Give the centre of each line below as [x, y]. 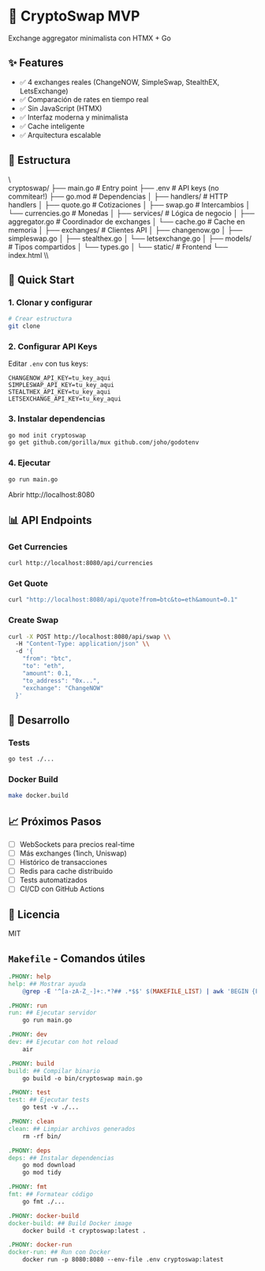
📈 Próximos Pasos [55, 821]
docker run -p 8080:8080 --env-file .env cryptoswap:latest [123, 1260]
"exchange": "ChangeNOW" [63, 688]
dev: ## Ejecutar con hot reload [63, 1042]
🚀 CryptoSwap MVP [74, 16]
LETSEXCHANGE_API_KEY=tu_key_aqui [65, 399]
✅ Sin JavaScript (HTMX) [61, 108]
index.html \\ [28, 255]
